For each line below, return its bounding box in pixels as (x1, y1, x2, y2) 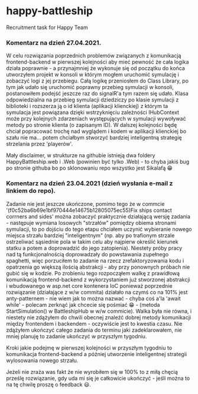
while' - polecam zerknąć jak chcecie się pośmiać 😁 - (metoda (6, 301, 160, 308)
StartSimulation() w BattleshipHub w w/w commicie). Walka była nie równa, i (6, 307, 192, 314)
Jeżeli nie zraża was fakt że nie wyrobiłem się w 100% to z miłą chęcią (6, 368, 178, 375)
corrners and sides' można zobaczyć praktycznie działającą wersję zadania (6, 212, 191, 220)
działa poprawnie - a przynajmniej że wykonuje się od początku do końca (6, 65, 185, 72)
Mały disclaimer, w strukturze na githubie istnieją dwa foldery (6, 152, 155, 159)
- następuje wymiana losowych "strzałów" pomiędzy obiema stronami (6, 219, 176, 226)
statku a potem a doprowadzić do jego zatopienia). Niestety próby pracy (6, 244, 183, 252)
